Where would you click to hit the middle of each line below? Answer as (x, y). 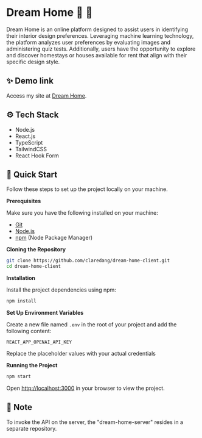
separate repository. (32, 428)
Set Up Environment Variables (45, 313)
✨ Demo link (30, 81)
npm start (19, 376)
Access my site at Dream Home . (47, 95)
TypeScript (29, 142)
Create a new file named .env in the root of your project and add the (92, 325)
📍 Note (19, 407)
